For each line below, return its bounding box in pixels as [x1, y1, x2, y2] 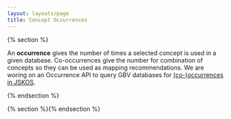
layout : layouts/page [7, 10, 70, 17]
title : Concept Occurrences [7, 17, 88, 23]
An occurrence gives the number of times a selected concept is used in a [7, 49, 217, 57]
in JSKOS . [7, 78, 36, 86]
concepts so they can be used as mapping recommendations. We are [7, 63, 205, 72]
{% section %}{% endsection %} [7, 105, 101, 113]
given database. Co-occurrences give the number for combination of [7, 56, 203, 64]
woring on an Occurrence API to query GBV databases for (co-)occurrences [7, 70, 224, 79]
